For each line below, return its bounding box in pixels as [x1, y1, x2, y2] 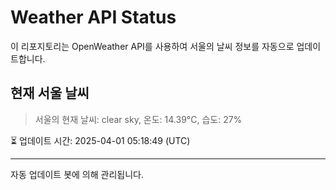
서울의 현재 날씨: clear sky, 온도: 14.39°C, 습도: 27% [34, 113, 243, 125]
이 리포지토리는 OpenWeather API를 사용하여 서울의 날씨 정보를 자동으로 [10, 40, 295, 52]
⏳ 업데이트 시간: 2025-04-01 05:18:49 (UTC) [10, 134, 191, 146]
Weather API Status [10, 6, 177, 29]
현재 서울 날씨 [10, 85, 90, 102]
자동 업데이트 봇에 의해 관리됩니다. [10, 168, 144, 180]
